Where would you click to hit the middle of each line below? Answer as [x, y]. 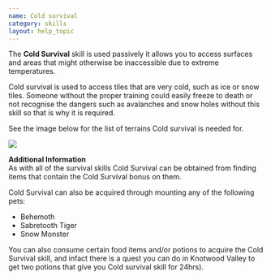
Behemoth [37, 217]
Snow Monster [45, 234]
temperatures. [32, 71]
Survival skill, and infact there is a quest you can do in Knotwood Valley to [132, 258]
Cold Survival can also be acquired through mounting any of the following [131, 192]
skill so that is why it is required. [62, 113]
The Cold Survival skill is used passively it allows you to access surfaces [131, 54]
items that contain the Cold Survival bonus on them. [95, 177]
